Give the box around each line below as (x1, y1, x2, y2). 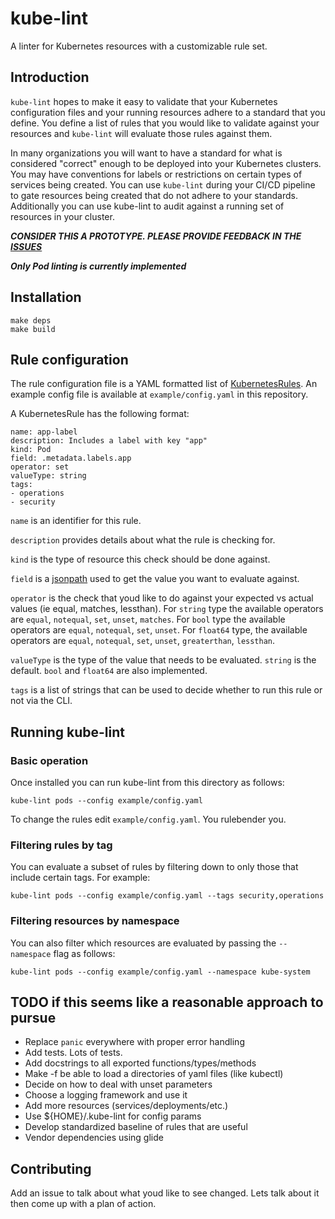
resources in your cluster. (10, 210, 115, 222)
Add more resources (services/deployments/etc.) (24, 1100, 229, 1112)
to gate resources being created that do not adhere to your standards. (10, 189, 299, 201)
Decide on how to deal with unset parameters (24, 1078, 213, 1091)
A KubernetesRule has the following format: (10, 408, 190, 420)
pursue (10, 1010, 57, 1027)
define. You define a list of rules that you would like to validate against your (10, 117, 320, 129)
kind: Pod (10, 445, 52, 455)
